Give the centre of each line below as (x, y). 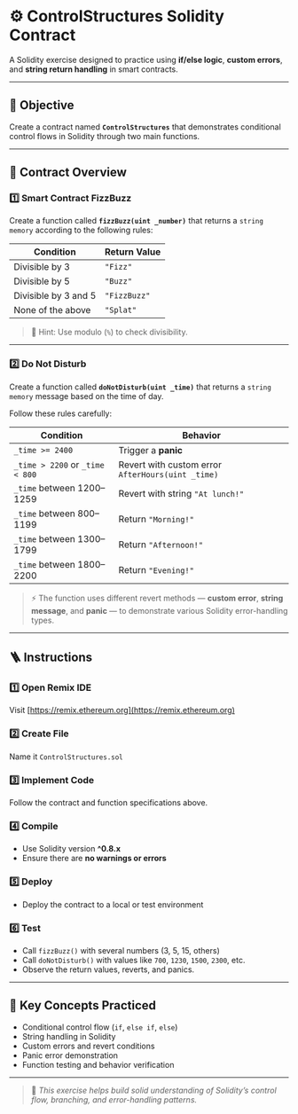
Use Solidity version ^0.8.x (71, 849)
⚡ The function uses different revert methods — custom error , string (157, 598)
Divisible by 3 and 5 (55, 296)
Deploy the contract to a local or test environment (113, 904)
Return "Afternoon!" (161, 545)
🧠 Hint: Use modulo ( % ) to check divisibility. (109, 332)
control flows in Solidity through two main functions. (105, 136)
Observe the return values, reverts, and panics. (108, 969)
